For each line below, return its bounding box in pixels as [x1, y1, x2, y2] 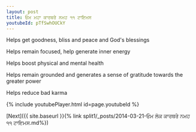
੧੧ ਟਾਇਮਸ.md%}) [6, 119, 49, 127]
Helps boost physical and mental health [6, 59, 104, 67]
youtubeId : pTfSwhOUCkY [6, 20, 66, 26]
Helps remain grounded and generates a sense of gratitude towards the [6, 71, 183, 79]
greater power [6, 77, 41, 85]
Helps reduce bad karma [6, 89, 68, 97]
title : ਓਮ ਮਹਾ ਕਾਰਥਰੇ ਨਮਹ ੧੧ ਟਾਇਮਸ [6, 14, 92, 20]
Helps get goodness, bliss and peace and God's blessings [6, 37, 150, 44]
